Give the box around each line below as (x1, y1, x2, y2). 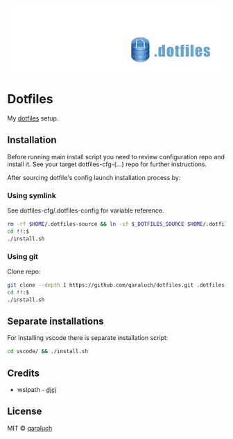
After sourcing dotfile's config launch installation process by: (7, 173, 181, 181)
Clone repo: (7, 267, 41, 276)
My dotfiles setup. (7, 114, 59, 123)
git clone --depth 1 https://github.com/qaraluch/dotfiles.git (7, 281, 194, 289)
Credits (7, 367, 40, 379)
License (7, 406, 42, 418)
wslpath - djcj (17, 386, 57, 394)
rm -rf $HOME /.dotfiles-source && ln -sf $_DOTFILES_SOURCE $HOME (7, 220, 203, 227)
